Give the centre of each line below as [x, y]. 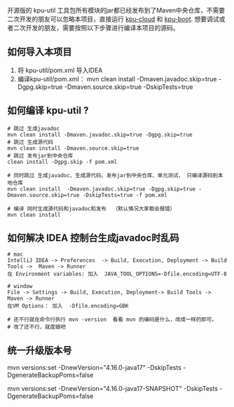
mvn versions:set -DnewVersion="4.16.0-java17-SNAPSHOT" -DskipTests [113, 389]
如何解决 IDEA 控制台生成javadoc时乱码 [94, 238]
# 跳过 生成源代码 [30, 142]
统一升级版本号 [40, 350]
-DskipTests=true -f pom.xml [125, 195]
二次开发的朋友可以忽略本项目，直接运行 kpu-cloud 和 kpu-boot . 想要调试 [113, 19]
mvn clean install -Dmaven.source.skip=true [73, 148]
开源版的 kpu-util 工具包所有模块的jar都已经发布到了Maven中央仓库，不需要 [116, 10]
